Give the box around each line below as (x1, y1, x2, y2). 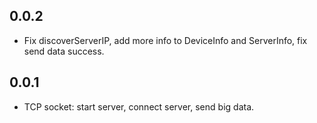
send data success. (23, 45, 105, 57)
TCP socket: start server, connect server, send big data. (23, 100, 255, 113)
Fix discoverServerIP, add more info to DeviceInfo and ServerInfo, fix (23, 34, 308, 46)
